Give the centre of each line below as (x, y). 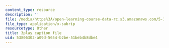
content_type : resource (30, 10)
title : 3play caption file (33, 33)
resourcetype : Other (27, 28)
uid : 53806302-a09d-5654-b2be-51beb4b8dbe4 (52, 38)
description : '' (22, 14)
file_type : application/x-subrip (40, 24)
